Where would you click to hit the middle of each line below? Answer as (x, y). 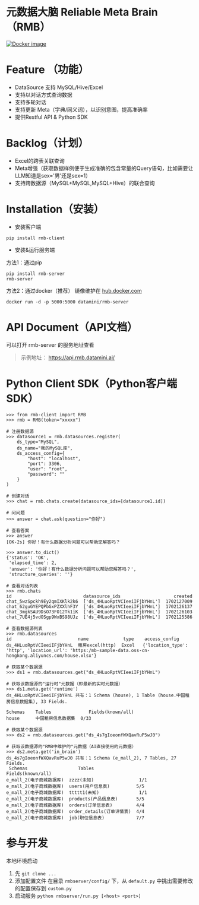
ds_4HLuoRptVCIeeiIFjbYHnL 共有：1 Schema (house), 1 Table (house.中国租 (98, 695)
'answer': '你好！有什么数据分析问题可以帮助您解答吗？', (72, 569)
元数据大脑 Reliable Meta (68, 12)
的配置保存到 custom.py (43, 888)
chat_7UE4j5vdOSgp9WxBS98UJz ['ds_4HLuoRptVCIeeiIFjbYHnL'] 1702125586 (99, 617)
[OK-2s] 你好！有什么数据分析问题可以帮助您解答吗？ (63, 542)
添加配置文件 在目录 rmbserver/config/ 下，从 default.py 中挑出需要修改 (104, 881)
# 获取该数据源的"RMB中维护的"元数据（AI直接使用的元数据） (71, 746)
